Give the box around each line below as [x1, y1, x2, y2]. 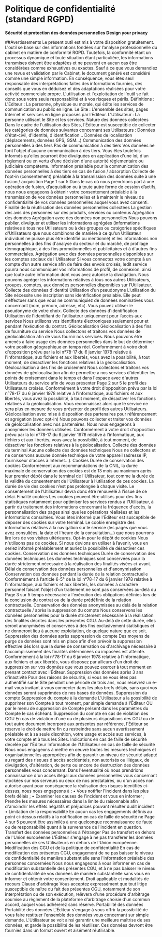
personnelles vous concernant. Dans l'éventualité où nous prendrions [5, 767, 144, 773]
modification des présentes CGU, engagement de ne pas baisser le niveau [5, 850, 153, 856]
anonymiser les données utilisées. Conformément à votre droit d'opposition [5, 426, 155, 432]
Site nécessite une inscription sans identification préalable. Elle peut [5, 292, 141, 298]
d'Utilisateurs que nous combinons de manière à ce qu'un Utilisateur [5, 230, 142, 236]
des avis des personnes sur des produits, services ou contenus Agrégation [5, 209, 155, 215]
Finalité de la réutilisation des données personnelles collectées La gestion [5, 204, 152, 210]
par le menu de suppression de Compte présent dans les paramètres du [5, 705, 148, 711]
